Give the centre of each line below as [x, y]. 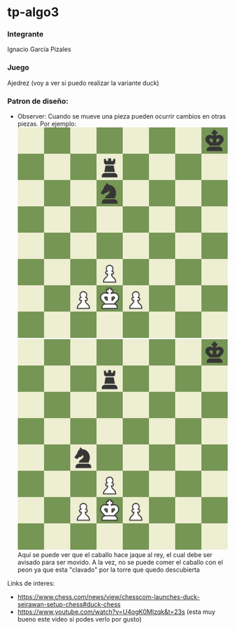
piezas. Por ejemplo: [47, 124]
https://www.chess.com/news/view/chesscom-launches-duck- [109, 597]
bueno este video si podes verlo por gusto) [79, 619]
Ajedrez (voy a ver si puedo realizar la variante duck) [83, 83]
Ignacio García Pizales [39, 49]
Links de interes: [31, 584]
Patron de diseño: [38, 101]
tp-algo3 [33, 12]
